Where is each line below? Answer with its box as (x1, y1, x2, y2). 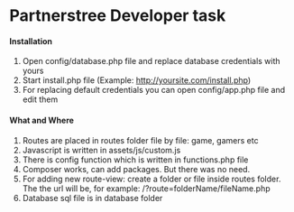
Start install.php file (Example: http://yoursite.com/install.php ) (22, 75, 252, 86)
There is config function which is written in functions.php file (22, 154, 249, 165)
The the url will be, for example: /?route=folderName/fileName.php (22, 182, 271, 194)
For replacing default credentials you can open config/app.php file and (22, 85, 286, 96)
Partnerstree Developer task (9, 5, 226, 26)
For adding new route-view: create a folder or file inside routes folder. (22, 173, 281, 184)
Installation (9, 35, 52, 46)
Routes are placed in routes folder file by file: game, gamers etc (22, 134, 259, 145)
